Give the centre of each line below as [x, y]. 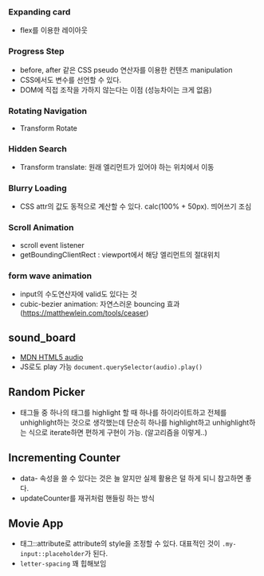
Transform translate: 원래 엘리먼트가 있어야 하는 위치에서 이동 [117, 167]
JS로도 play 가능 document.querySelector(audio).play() [111, 366]
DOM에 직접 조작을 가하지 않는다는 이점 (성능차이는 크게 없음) [116, 89]
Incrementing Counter [65, 458]
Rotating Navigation [48, 111]
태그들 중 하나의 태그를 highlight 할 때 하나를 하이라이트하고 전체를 [123, 412]
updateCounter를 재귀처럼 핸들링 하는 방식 [87, 498]
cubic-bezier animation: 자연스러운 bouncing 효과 [100, 304]
